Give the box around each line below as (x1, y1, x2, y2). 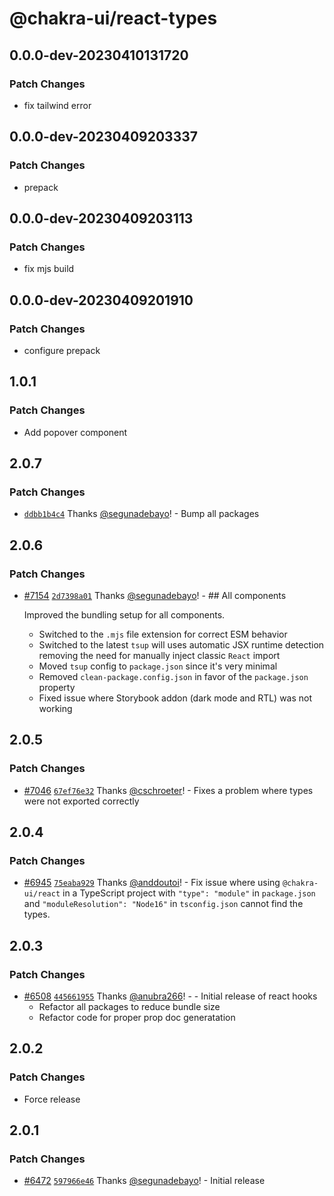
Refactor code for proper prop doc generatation (38, 1012, 236, 1024)
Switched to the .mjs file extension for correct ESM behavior (38, 628, 288, 640)
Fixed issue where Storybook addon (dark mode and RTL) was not (38, 692, 313, 704)
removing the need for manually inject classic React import (38, 650, 281, 661)
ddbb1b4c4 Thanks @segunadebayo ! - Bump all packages (23, 508, 260, 520)
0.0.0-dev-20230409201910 (9, 292, 194, 309)
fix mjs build (23, 263, 75, 275)
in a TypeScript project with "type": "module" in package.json (62, 887, 316, 899)
